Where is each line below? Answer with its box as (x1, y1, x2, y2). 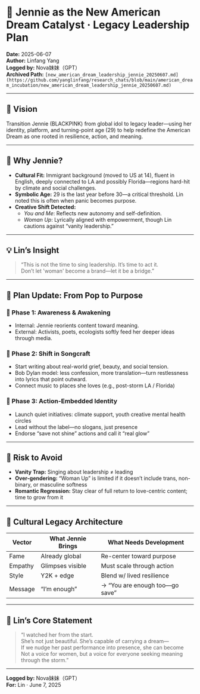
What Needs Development (108, 538, 185, 546)
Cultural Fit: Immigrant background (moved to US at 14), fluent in (14, 172, 174, 179)
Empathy (9, 562, 35, 570)
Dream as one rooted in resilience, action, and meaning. (6, 133, 143, 140)
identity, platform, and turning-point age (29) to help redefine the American (6, 126, 190, 133)
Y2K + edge (40, 571, 74, 580)
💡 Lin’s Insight (6, 245, 60, 255)
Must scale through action (101, 562, 174, 570)
